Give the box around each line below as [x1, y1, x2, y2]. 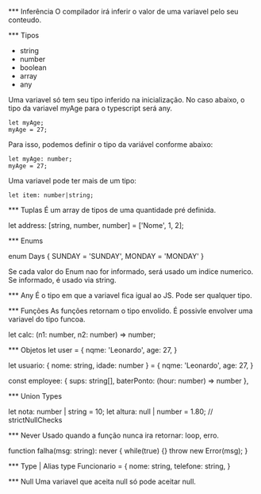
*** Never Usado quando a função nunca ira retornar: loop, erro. [8, 430, 220, 440]
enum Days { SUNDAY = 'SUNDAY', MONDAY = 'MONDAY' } [8, 252, 205, 261]
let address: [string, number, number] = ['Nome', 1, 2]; [8, 221, 184, 230]
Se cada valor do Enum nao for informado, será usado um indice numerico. [8, 267, 254, 276]
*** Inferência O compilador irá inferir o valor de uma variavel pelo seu [8, 7, 239, 16]
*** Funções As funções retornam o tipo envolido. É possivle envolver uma [8, 306, 253, 315]
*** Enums [8, 236, 44, 245]
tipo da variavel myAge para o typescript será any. [8, 103, 173, 113]
